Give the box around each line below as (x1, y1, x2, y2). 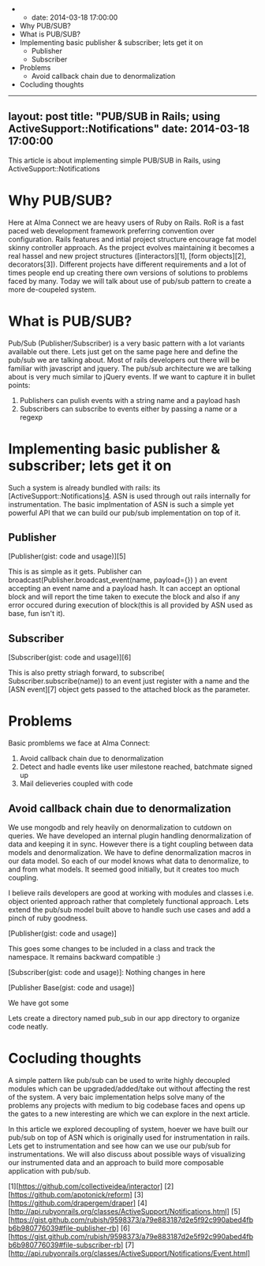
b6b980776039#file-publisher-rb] (8, 1223, 120, 1233)
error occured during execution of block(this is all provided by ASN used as (8, 600, 253, 610)
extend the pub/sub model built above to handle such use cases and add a (8, 905, 251, 914)
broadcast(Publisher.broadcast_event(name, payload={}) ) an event (8, 575, 228, 584)
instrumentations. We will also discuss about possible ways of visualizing (8, 1149, 246, 1159)
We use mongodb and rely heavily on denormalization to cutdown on (8, 823, 232, 832)
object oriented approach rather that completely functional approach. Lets (8, 897, 249, 906)
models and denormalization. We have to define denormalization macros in (8, 848, 252, 857)
